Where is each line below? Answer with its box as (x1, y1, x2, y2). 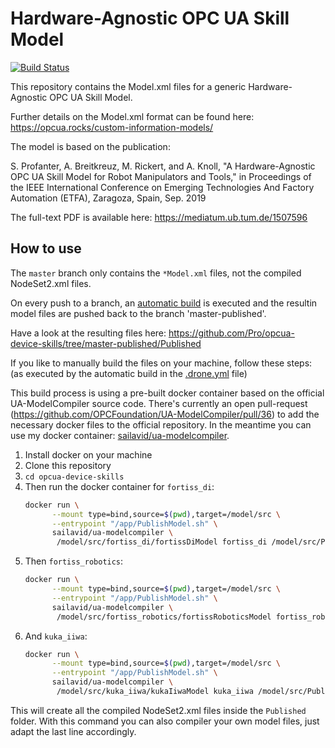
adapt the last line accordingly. (10, 725, 137, 737)
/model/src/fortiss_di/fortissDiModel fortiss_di (56, 537, 268, 547)
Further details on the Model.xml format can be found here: (10, 110, 255, 122)
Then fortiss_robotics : (24, 555, 124, 567)
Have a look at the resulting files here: (10, 327, 167, 339)
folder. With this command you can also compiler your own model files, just (10, 715, 320, 727)
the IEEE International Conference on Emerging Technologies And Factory (10, 181, 315, 193)
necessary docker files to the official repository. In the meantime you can (10, 418, 312, 431)
